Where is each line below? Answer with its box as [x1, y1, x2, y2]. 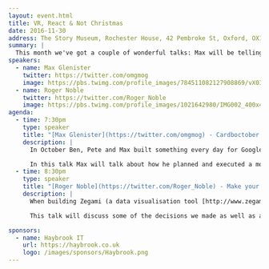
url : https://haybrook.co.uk [22, 241, 120, 249]
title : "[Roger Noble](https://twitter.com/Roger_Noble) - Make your [22, 183, 260, 191]
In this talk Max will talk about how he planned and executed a [29, 160, 252, 168]
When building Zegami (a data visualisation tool [29, 197, 199, 205]
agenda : [8, 109, 34, 117]
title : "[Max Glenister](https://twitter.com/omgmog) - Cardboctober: [22, 130, 263, 139]
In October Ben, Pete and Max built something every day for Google [29, 146, 263, 154]
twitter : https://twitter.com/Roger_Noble [22, 94, 167, 102]
